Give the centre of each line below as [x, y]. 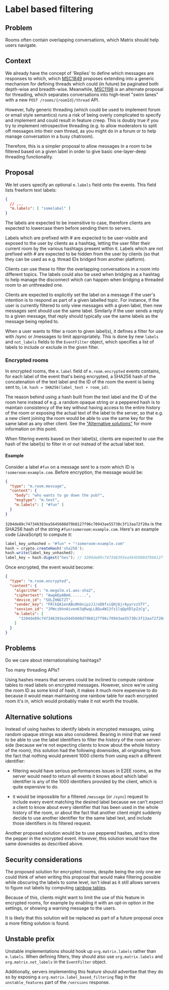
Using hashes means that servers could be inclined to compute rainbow [80, 680]
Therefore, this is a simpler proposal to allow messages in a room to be [79, 146]
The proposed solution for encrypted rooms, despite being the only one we [83, 871]
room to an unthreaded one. [34, 285]
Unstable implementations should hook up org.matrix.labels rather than [81, 951]
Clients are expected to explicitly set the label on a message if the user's [80, 295]
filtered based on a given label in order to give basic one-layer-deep [76, 151]
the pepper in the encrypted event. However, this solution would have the [81, 839]
